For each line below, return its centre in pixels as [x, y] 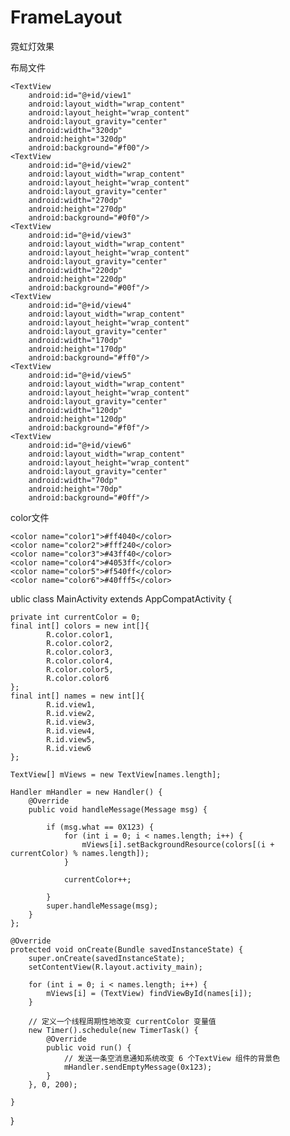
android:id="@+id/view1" [80, 95]
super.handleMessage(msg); [102, 906]
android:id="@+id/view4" [80, 305]
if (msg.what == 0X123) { [100, 827]
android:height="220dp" [78, 279]
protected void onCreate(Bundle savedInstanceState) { [127, 949]
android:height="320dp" [78, 139]
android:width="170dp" [75, 340]
